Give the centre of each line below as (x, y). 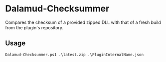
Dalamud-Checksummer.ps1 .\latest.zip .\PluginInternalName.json (74, 55)
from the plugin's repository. (34, 27)
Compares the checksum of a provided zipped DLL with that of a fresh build (83, 22)
